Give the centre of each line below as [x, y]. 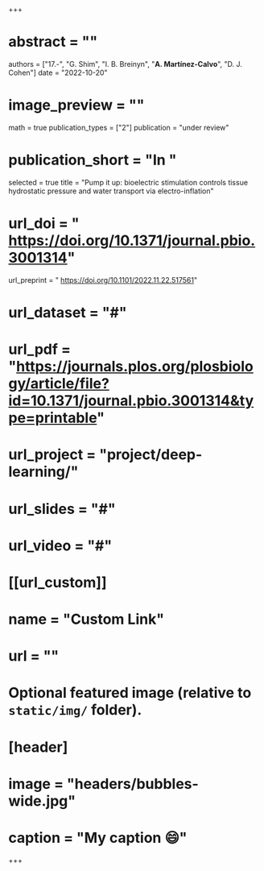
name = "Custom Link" [87, 619]
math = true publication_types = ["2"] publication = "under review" [119, 127]
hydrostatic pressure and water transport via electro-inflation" [111, 191]
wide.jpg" [42, 800]
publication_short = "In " [93, 160]
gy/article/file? [59, 384]
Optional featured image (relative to [130, 693]
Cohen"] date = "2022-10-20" [58, 73]
